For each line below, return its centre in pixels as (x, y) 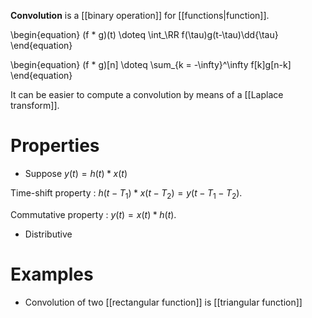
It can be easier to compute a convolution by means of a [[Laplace (147, 94)
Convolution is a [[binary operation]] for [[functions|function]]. (140, 15)
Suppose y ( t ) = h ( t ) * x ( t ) (76, 173)
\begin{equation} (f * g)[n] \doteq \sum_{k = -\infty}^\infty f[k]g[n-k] (151, 64)
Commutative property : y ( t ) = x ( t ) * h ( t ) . (93, 214)
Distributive (48, 234)
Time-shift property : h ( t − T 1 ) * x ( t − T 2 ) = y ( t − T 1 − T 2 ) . (126, 193)
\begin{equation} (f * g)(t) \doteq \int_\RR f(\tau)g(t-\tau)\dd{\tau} (144, 34)
